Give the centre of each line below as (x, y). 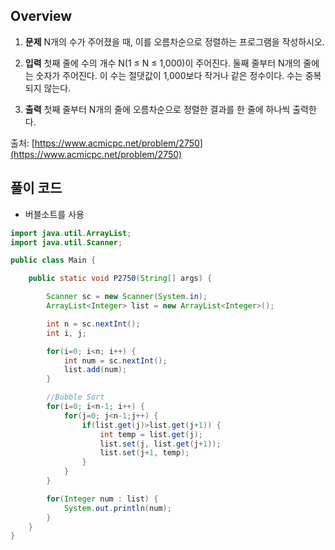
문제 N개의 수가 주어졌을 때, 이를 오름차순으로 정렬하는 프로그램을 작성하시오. (174, 41)
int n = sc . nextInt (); (93, 324)
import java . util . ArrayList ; (71, 233)
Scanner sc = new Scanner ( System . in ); (127, 297)
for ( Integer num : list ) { (102, 499)
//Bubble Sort (75, 397)
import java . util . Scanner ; (66, 242)
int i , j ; (66, 333)
